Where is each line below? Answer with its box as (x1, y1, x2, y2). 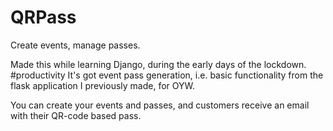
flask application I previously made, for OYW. (10, 79, 196, 91)
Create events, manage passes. (10, 39, 141, 51)
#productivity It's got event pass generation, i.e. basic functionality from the (10, 69, 324, 81)
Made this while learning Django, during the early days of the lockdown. (10, 58, 307, 70)
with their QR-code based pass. (10, 109, 142, 121)
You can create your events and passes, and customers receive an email (10, 99, 310, 111)
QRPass (10, 6, 77, 29)
